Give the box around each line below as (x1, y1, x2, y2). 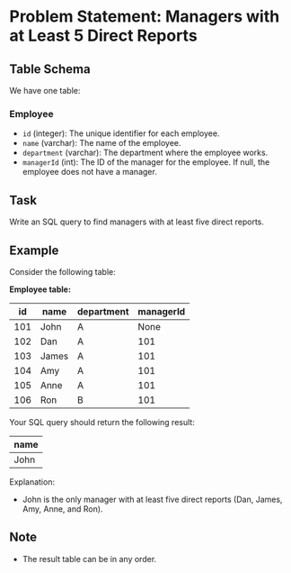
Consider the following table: (9, 266, 116, 277)
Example (9, 242, 59, 258)
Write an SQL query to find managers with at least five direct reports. (9, 216, 265, 227)
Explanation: (9, 476, 56, 487)
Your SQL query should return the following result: (9, 416, 195, 427)
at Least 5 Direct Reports (9, 25, 198, 46)
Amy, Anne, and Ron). (22, 503, 103, 514)
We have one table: (9, 86, 81, 95)
